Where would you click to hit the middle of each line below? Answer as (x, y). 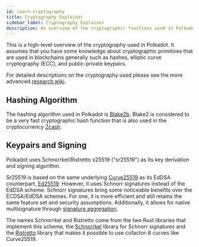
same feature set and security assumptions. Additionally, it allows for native (98, 202)
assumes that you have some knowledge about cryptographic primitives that (99, 51)
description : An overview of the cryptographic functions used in (90, 28)
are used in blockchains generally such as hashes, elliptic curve (84, 57)
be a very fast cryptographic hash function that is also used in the (86, 121)
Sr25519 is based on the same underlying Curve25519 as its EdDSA (88, 177)
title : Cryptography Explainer (45, 17)
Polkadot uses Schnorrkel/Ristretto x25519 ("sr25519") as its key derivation (98, 160)
